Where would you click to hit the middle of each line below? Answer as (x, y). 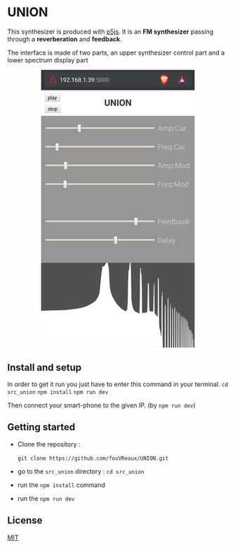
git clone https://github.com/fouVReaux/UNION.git (93, 458)
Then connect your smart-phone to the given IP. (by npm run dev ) (102, 405)
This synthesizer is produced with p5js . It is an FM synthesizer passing (110, 32)
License (25, 520)
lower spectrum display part (48, 60)
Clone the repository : (49, 444)
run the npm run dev (46, 498)
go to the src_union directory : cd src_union (81, 471)
